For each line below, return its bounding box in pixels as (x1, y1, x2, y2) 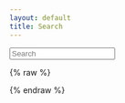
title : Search (9, 22, 64, 31)
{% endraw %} (9, 84, 66, 96)
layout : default (9, 13, 71, 23)
